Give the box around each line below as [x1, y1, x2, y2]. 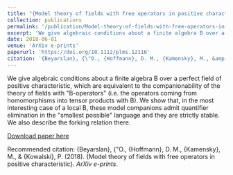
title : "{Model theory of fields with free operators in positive [7, 10, 203, 17]
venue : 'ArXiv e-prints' [7, 42, 79, 49]
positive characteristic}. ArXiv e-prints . [7, 160, 118, 168]
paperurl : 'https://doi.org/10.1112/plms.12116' [7, 49, 150, 56]
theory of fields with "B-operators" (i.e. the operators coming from [7, 89, 198, 97]
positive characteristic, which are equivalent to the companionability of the [7, 81, 221, 90]
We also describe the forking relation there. [7, 118, 131, 127]
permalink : [7, 23, 39, 30]
